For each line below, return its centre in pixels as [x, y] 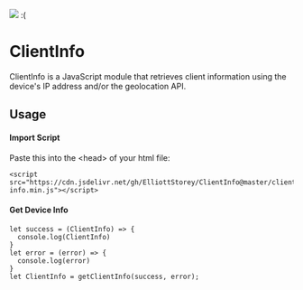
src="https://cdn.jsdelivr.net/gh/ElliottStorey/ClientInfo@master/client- [155, 182]
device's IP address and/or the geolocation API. [98, 86]
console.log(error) [54, 261]
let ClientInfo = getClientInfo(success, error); [105, 276]
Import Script [35, 137]
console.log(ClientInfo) [64, 237]
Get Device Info [39, 210]
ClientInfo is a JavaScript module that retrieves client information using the [148, 76]
